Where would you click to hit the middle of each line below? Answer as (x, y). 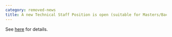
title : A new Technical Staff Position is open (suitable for (73, 15)
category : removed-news (31, 10)
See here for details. (27, 29)
